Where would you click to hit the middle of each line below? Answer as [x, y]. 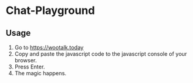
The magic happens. [40, 73]
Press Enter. [30, 67]
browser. [26, 60]
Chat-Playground [50, 11]
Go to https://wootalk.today [49, 47]
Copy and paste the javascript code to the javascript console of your [101, 54]
